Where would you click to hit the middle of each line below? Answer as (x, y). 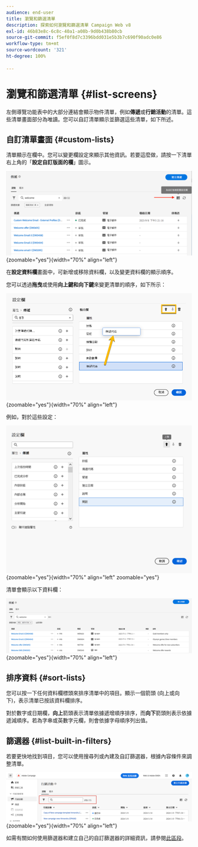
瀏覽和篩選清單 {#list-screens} (82, 94)
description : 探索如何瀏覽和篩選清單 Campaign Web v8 (69, 25)
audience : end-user (30, 12)
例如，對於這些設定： (32, 417)
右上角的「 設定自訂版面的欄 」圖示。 (50, 162)
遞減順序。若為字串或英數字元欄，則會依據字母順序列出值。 (78, 720)
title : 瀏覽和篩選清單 (31, 19)
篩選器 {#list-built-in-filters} (59, 741)
